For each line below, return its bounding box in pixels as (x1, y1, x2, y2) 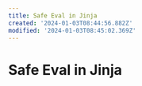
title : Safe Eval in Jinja (8, 11, 98, 20)
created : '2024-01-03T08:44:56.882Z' (8, 19, 133, 27)
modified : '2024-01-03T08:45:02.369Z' (8, 26, 136, 34)
